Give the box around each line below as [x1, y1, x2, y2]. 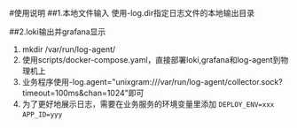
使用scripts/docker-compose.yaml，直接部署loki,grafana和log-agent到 [21, 55, 281, 64]
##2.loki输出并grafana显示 [9, 26, 106, 37]
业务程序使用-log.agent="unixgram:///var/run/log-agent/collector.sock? [21, 77, 284, 87]
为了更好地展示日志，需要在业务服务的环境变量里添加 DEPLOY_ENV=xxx [21, 99, 275, 109]
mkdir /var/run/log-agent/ [21, 44, 116, 55]
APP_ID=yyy [21, 110, 63, 119]
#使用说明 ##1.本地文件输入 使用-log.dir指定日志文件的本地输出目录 [9, 8, 255, 18]
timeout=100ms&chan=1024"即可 [21, 87, 145, 98]
